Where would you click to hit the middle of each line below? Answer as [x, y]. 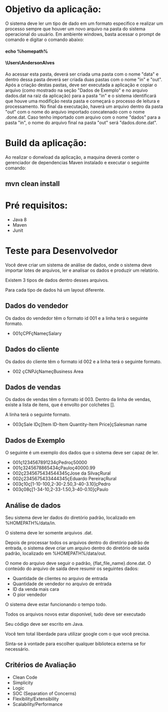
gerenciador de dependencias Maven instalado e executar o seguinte [77, 162]
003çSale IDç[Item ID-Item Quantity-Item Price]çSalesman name [80, 424]
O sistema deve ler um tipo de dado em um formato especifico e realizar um [84, 23]
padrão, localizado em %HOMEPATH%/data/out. [56, 553]
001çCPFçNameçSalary [37, 333]
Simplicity [23, 683]
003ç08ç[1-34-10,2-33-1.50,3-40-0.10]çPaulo [60, 489]
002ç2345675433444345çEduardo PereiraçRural [65, 479]
